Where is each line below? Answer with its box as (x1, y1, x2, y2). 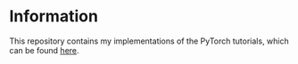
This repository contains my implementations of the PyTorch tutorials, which (9, 36, 289, 46)
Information (9, 6, 98, 27)
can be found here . (9, 44, 79, 55)
